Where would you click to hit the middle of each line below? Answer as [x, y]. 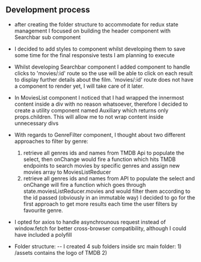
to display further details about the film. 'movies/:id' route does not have [104, 79]
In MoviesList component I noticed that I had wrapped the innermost [99, 97]
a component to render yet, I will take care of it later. [79, 86]
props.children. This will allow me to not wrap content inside [89, 117]
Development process [48, 10]
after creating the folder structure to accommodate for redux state [96, 24]
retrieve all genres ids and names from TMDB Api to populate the [104, 153]
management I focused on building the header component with [92, 31]
